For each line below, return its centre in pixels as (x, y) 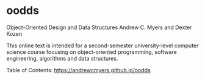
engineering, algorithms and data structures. (62, 58)
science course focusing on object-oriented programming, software (92, 52)
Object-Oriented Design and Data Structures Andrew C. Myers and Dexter (99, 27)
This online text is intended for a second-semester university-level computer (103, 45)
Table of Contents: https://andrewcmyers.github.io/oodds (78, 70)
